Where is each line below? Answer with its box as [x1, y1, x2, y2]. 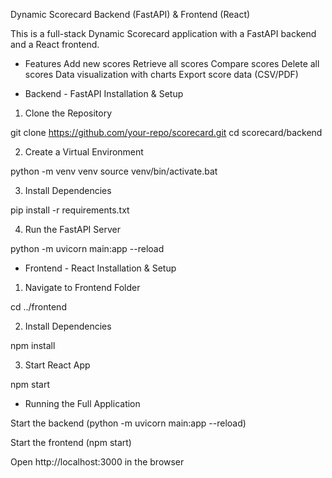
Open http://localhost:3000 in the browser [10, 456, 185, 468]
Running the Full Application [24, 398, 141, 409]
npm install [10, 340, 56, 351]
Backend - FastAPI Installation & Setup [24, 88, 184, 99]
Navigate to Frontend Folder [24, 282, 141, 293]
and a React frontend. [10, 39, 100, 50]
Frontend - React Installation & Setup [24, 262, 177, 274]
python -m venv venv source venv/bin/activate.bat [10, 165, 218, 177]
